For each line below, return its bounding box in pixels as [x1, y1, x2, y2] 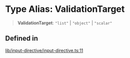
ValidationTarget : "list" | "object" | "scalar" [17, 20, 112, 26]
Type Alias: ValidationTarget [5, 3, 125, 15]
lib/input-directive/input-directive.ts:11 [5, 47, 83, 53]
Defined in [5, 34, 38, 43]
